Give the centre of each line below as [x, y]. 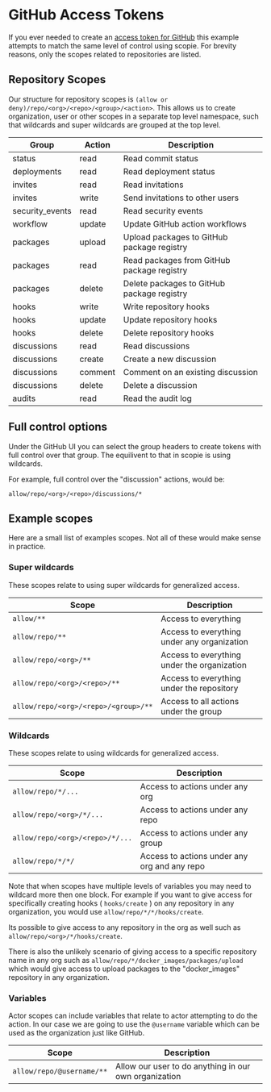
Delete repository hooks [169, 332]
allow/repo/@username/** [60, 1071]
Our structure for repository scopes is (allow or [88, 99]
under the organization [204, 665]
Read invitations [153, 185]
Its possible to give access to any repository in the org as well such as [125, 927]
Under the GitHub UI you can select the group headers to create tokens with [135, 446]
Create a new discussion [170, 359]
